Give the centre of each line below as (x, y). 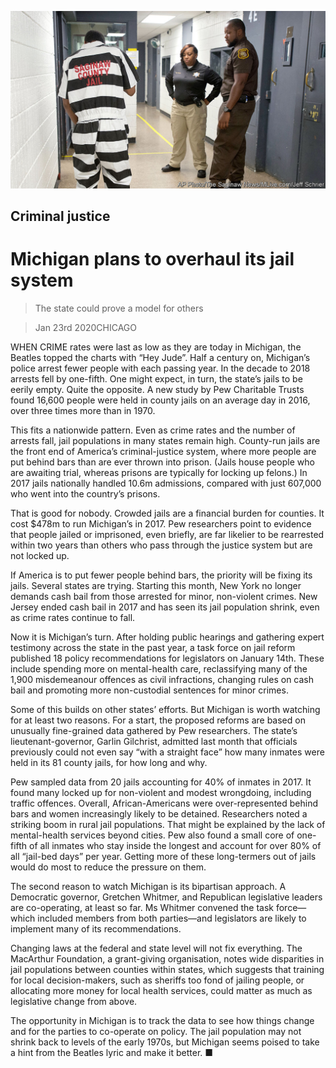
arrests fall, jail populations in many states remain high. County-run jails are (165, 440)
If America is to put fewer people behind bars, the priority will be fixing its (161, 575)
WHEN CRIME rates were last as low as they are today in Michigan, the (156, 347)
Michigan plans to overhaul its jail (152, 259)
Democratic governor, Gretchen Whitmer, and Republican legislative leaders (166, 897)
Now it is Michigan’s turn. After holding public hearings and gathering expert (167, 637)
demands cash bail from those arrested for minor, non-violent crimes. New (164, 596)
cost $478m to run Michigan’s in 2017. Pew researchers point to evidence (161, 523)
